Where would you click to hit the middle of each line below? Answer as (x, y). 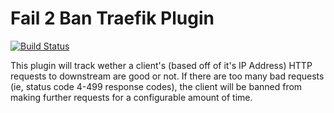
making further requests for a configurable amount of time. (131, 97)
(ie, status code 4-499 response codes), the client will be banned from (156, 86)
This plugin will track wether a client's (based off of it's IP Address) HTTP (161, 65)
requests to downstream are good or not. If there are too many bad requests (167, 76)
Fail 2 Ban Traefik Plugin (112, 18)
